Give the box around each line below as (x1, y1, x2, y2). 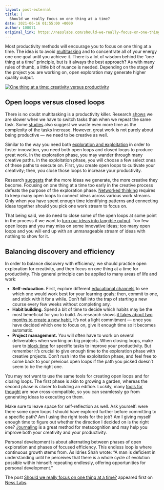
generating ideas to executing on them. (5, 394, 84, 399)
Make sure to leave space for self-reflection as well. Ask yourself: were (5, 403, 148, 409)
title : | (5, 12, 23, 17)
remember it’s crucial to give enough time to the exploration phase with (12, 348, 155, 354)
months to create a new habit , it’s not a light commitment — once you (12, 317, 152, 323)
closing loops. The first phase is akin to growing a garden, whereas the (5, 378, 148, 384)
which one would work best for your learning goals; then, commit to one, (12, 291, 159, 297)
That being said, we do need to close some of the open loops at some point (5, 212, 157, 218)
